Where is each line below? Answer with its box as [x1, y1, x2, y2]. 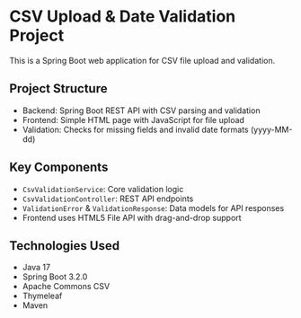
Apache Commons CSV [22, 281, 111, 292]
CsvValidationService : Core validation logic [22, 183, 184, 194]
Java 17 [22, 262, 51, 273]
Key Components [9, 160, 109, 175]
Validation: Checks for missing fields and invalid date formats [22, 124, 249, 135]
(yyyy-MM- [250, 124, 293, 135]
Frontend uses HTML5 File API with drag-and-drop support [22, 212, 242, 223]
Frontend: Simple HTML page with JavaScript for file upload [22, 114, 245, 125]
